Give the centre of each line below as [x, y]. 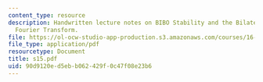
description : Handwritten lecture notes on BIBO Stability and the [121, 23]
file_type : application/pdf [54, 45]
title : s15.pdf [33, 59]
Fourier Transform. [47, 30]
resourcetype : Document [47, 52]
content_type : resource [47, 15]
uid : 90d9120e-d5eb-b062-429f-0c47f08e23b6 [80, 66]
